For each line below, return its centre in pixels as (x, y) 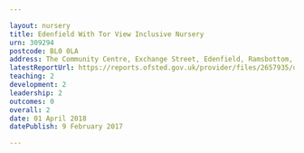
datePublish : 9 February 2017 (66, 127)
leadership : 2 (36, 93)
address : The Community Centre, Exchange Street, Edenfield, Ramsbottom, (152, 60)
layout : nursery (40, 25)
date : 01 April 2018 (48, 119)
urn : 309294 (32, 43)
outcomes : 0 (32, 101)
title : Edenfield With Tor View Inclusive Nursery (107, 34)
